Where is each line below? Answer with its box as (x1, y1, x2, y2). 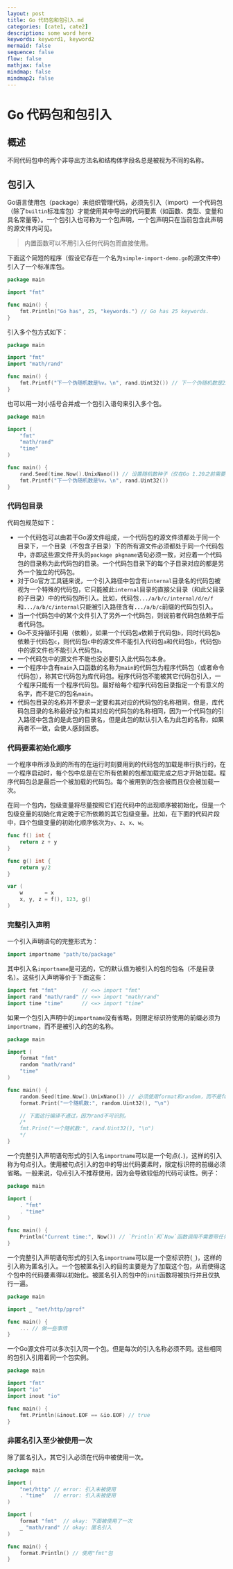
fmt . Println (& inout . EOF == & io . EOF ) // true (19, 1411, 150, 1418)
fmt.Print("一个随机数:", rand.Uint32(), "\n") (19, 1125, 155, 1132)
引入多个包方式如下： (7, 328, 68, 336)
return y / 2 (19, 864, 51, 871)
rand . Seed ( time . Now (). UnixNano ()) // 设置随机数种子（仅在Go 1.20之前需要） (19, 470, 228, 478)
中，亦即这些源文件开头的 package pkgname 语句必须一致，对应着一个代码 (17, 550, 223, 559)
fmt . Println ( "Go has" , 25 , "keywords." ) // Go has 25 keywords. (19, 308, 209, 314)
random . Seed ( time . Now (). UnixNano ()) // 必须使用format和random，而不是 (19, 1093, 222, 1100)
